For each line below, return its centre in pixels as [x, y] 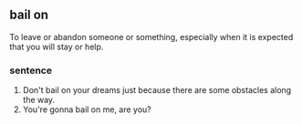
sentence [31, 70]
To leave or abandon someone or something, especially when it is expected [151, 36]
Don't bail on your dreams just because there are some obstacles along [157, 90]
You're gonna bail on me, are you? [87, 109]
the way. [39, 100]
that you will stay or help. [57, 46]
